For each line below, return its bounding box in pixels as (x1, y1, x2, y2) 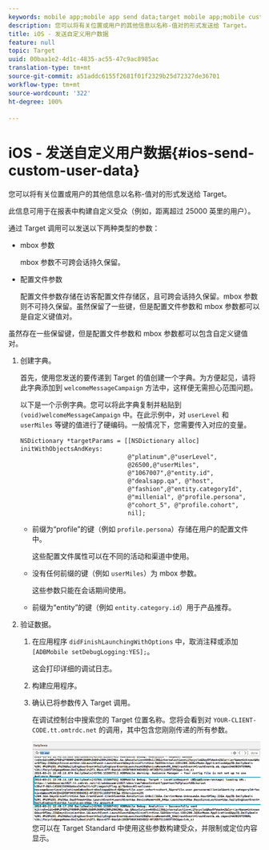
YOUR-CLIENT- (213, 717, 257, 725)
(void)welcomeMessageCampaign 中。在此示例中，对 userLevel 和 (19, 410, 230, 420)
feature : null (8, 39, 56, 47)
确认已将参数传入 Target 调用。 (31, 698, 134, 708)
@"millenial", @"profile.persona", (127, 494, 247, 502)
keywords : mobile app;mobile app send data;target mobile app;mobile (8, 13, 246, 21)
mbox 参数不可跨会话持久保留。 (19, 258, 126, 267)
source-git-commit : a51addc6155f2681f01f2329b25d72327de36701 (8, 72, 220, 80)
